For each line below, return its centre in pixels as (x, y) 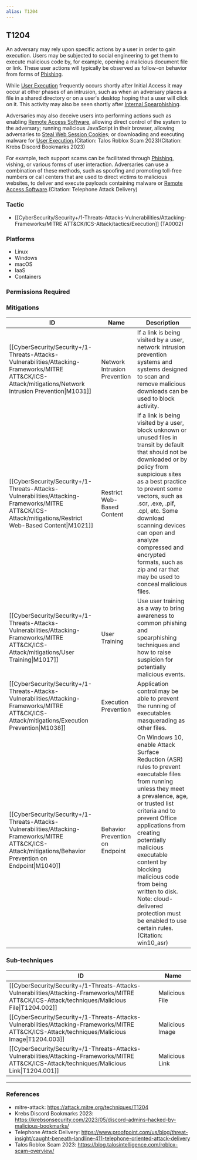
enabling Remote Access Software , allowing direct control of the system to (96, 122)
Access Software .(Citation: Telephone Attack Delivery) (72, 190)
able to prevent (158, 699)
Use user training (161, 601)
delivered (150, 906)
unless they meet (161, 789)
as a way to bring (161, 608)
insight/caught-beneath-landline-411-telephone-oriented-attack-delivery (102, 1138)
